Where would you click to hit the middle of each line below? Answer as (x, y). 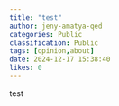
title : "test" (36, 18)
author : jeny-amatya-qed (56, 26)
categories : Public (46, 34)
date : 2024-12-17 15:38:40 (60, 59)
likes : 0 (26, 68)
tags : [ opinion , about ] (52, 51)
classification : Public (54, 43)
